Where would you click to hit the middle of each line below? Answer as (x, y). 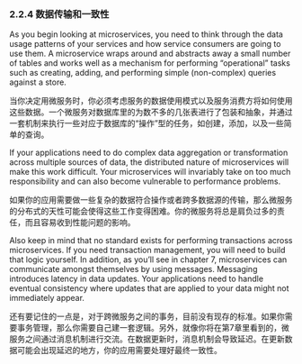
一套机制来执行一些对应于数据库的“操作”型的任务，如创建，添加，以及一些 (147, 123)
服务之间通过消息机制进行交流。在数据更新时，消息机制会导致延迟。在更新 (147, 339)
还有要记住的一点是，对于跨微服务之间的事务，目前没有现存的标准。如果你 (147, 316)
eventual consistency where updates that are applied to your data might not (149, 288)
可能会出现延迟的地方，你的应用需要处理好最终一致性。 (119, 350)
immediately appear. (47, 298)
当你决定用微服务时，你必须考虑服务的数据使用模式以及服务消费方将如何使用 (151, 101)
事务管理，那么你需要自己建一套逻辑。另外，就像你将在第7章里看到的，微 (153, 328)
